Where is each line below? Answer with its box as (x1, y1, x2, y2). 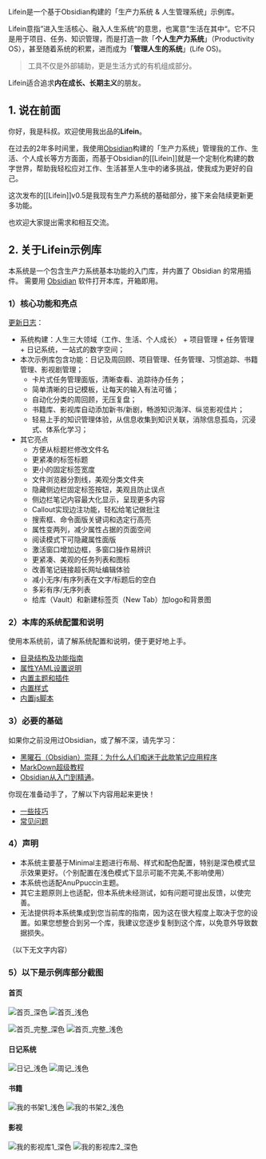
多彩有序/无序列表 (31, 584, 91, 594)
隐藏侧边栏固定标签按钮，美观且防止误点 (31, 484, 165, 494)
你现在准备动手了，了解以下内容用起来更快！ (8, 789, 156, 799)
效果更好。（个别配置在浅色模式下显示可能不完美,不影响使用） (26, 868, 229, 877)
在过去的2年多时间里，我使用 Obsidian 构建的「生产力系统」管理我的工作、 (8, 143, 252, 153)
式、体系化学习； (31, 424, 89, 434)
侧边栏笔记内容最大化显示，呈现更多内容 (31, 495, 165, 504)
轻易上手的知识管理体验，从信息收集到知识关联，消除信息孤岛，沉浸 (31, 415, 256, 424)
